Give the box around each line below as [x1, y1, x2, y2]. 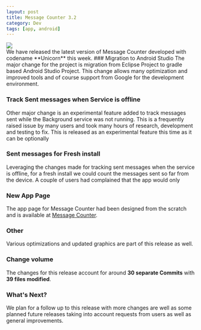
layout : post [6, 8, 39, 15]
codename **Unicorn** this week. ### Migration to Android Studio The [6, 55, 185, 62]
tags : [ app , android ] [6, 25, 61, 32]
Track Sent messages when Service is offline [6, 95, 141, 104]
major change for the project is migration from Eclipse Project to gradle [6, 61, 182, 68]
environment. [6, 80, 39, 87]
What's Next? [6, 290, 47, 299]
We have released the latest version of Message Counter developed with [6, 48, 187, 56]
